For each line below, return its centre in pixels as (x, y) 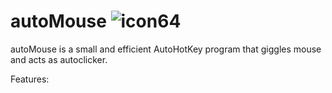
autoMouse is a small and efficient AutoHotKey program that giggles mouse (166, 49)
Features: (30, 79)
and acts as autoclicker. (59, 59)
